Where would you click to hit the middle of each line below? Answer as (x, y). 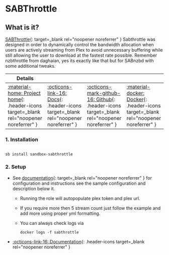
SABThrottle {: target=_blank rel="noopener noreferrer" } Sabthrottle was (80, 39)
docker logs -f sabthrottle (49, 232)
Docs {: (55, 99)
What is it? (22, 27)
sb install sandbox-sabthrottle (39, 154)
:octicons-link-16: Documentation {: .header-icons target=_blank (78, 241)
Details (25, 78)
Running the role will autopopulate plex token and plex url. (80, 198)
